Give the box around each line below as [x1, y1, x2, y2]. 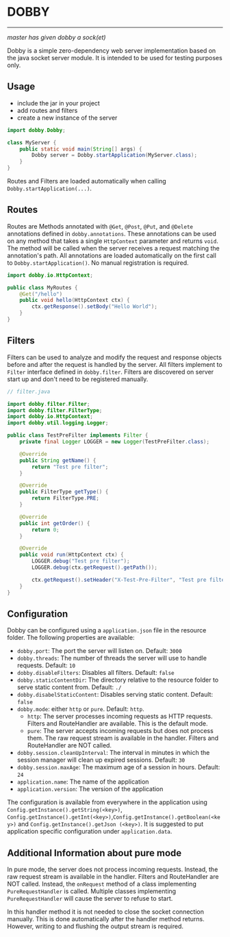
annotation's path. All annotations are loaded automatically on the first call [7, 251, 217, 259]
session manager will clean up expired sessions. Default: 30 [16, 756, 186, 764]
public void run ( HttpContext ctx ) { [19, 552, 125, 559]
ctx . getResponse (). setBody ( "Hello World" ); [31, 303, 157, 310]
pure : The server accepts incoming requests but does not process [27, 727, 214, 735]
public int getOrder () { [19, 519, 90, 527]
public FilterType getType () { [19, 489, 109, 496]
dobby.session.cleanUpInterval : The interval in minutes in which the [16, 749, 210, 757]
